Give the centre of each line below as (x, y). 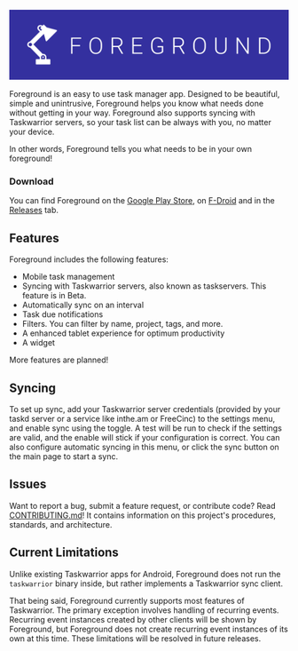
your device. (32, 131)
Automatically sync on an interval (83, 305)
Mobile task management (68, 277)
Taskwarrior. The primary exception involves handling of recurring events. (144, 610)
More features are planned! (59, 360)
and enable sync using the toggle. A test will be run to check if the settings (145, 428)
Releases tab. (34, 210)
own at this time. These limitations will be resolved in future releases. (135, 638)
